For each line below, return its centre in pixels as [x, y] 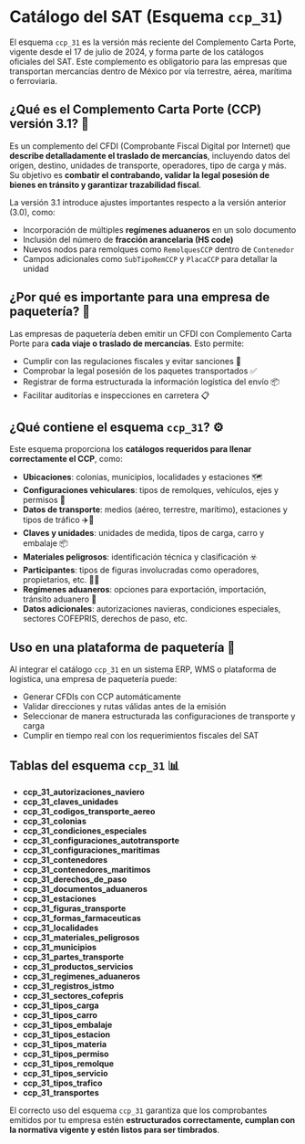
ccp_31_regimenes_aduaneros [81, 976]
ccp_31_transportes [61, 1092]
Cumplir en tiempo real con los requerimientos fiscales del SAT [141, 736]
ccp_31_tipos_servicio [65, 1073]
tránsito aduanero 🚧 [60, 599]
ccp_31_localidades [61, 928]
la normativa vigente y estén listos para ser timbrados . [115, 1130]
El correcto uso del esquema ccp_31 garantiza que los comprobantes [138, 1110]
